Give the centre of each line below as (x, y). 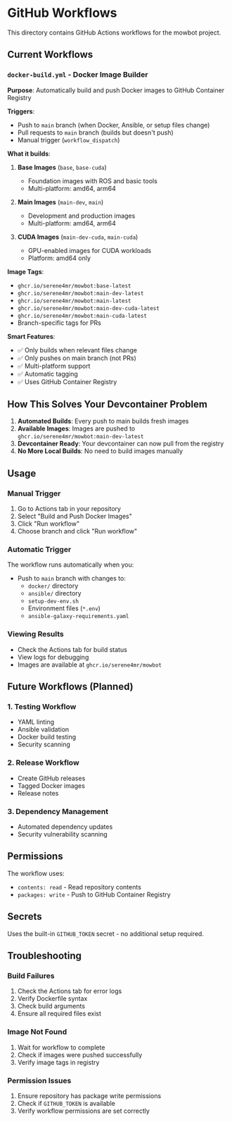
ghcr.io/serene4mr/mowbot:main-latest (74, 301)
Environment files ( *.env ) (64, 608)
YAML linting (36, 722)
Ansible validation (43, 729)
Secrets (25, 917)
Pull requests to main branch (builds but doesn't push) (95, 132)
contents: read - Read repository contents (79, 887)
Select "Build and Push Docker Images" (75, 517)
